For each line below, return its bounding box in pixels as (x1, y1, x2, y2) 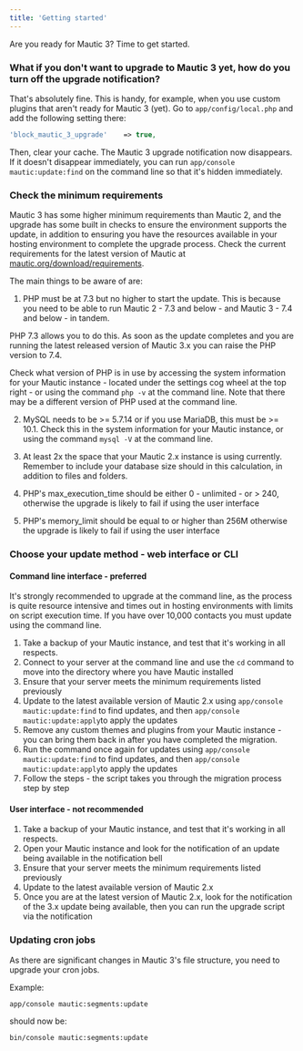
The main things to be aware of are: (9, 275, 143, 287)
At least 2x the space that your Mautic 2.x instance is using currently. (22, 451, 282, 462)
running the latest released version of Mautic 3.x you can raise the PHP (9, 340, 277, 351)
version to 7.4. (9, 350, 62, 361)
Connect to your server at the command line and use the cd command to (22, 657, 294, 668)
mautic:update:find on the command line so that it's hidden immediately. (9, 166, 283, 177)
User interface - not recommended (9, 803, 144, 814)
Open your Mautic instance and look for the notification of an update (22, 843, 280, 854)
